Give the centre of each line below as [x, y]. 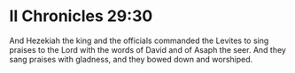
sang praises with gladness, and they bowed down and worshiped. [131, 59]
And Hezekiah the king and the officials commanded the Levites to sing [139, 40]
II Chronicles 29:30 [81, 16]
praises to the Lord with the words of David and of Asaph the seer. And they [147, 49]
